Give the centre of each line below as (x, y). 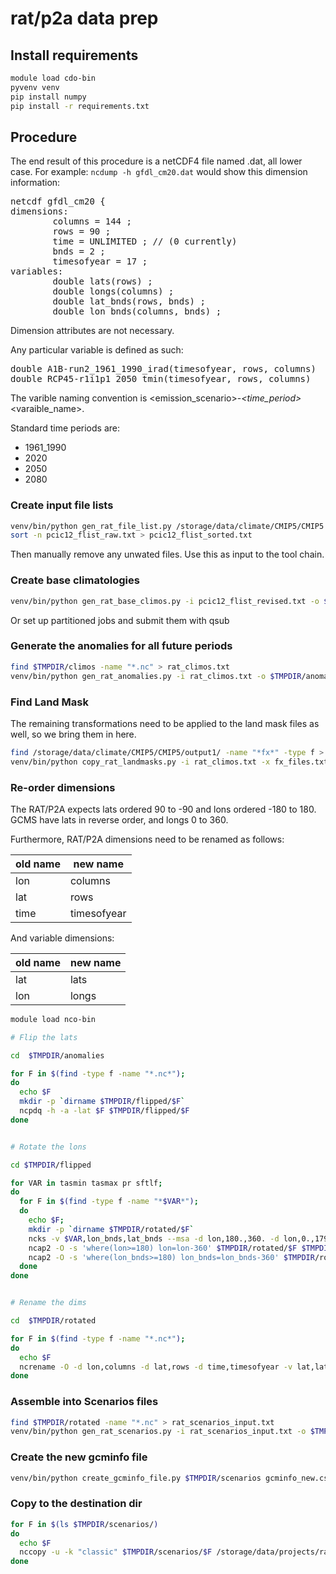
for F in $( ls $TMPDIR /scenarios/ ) (84, 1524)
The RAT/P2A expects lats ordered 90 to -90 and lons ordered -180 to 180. (163, 809)
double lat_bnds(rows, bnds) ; (129, 301)
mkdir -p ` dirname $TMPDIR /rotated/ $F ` (111, 1229)
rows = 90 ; (82, 231)
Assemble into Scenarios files (84, 1402)
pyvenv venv (35, 87)
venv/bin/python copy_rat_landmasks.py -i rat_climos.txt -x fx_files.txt (169, 762)
